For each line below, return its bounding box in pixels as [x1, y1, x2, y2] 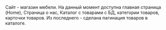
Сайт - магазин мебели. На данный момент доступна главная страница [5, 4, 161, 10]
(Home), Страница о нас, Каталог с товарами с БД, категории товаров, [5, 9, 160, 15]
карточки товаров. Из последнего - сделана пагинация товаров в [5, 15, 148, 20]
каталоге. [5, 20, 26, 26]
